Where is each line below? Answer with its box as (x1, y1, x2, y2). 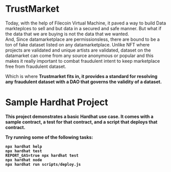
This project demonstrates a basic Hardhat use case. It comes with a (5, 113, 154, 119)
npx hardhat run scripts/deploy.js (5, 162, 81, 167)
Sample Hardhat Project (5, 96, 108, 108)
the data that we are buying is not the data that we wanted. (5, 31, 129, 37)
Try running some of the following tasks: (5, 134, 93, 140)
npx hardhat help (5, 144, 42, 149)
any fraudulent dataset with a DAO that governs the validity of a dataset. (5, 79, 162, 85)
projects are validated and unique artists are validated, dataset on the (5, 47, 151, 53)
